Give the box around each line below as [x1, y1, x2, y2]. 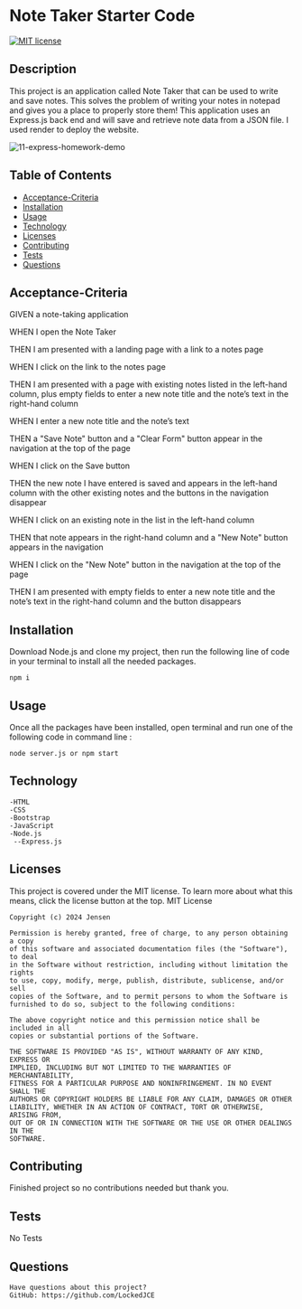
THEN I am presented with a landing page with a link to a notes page [9, 344, 264, 355]
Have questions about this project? [9, 1283, 147, 1293]
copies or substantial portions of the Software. [9, 1031, 200, 1041]
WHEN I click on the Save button [9, 460, 131, 471]
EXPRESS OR [9, 1055, 50, 1064]
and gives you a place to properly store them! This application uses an [9, 105, 270, 116]
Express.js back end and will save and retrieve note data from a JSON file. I [9, 114, 288, 125]
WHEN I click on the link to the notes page [9, 362, 167, 372]
